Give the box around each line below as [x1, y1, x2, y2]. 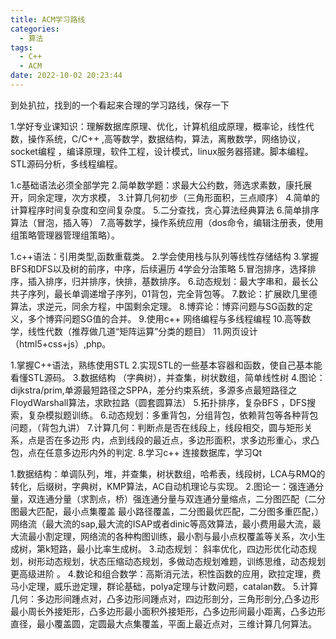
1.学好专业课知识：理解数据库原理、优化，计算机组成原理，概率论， [10, 120, 288, 132]
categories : [10, 24, 60, 34]
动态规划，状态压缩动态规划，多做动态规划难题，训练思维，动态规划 [44, 555, 326, 567]
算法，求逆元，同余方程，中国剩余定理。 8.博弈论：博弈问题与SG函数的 [10, 300, 305, 312]
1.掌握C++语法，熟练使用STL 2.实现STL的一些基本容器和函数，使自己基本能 [10, 359, 323, 371]
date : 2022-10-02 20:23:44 [10, 71, 123, 81]
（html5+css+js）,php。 [10, 337, 112, 350]
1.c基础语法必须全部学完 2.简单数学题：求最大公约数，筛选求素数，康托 [10, 179, 304, 191]
